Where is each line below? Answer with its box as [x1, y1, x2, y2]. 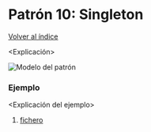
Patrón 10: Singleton [8, 6, 144, 24]
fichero [19, 115, 43, 125]
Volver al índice [8, 32, 59, 41]
